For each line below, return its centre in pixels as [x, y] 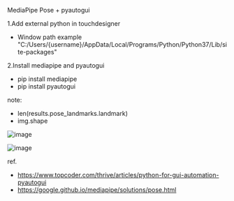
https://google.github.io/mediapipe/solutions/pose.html [97, 190]
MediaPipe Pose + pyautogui [49, 10]
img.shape [32, 121]
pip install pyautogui [46, 86]
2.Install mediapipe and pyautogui [56, 65]
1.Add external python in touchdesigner [64, 23]
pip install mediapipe [47, 79]
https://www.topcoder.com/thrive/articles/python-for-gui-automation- [118, 175]
